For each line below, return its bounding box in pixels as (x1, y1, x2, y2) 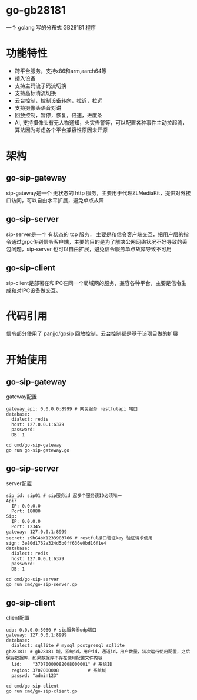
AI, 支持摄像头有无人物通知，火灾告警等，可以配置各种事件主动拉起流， (14, 119, 188, 126)
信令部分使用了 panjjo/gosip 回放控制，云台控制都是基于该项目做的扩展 (6, 330, 178, 337)
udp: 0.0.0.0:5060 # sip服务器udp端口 (6, 627, 97, 633)
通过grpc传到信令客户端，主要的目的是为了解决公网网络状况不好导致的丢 (11, 238, 188, 245)
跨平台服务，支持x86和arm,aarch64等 (14, 67, 107, 74)
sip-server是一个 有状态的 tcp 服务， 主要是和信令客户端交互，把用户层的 (6, 231, 184, 238)
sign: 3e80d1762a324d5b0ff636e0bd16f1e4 (6, 541, 107, 547)
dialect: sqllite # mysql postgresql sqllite (11, 643, 125, 649)
